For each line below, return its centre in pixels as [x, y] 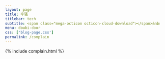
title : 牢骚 [16, 14]
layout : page [18, 10]
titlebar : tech [21, 19]
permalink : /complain [27, 37]
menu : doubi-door [23, 28]
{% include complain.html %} [35, 51]
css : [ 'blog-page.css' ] [29, 32]
